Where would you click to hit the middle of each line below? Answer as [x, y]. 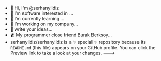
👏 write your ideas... [31, 29]
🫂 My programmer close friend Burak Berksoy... [61, 35]
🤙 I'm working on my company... [44, 24]
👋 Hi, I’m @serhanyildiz [34, 8]
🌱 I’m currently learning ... [37, 18]
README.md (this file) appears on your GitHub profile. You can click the [83, 48]
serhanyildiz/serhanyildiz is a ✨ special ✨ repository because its [78, 42]
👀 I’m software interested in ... [41, 13]
